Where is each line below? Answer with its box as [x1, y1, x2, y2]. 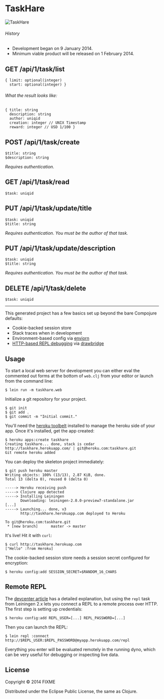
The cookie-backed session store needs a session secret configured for [5, 555, 150, 561]
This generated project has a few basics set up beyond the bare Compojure [5, 310, 157, 316]
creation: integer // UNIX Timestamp [9, 120, 86, 125]
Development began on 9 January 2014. [12, 45, 93, 51]
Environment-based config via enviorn [12, 336, 89, 341]
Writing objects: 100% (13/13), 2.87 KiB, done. [5, 473, 106, 477]
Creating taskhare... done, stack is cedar [5, 442, 95, 447]
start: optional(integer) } [9, 82, 67, 87]
